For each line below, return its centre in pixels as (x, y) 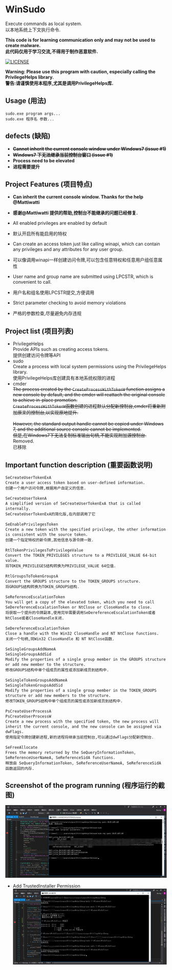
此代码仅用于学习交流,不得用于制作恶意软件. (52, 51)
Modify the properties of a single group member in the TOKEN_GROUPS (81, 690)
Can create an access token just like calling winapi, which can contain (86, 244)
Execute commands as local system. (44, 24)
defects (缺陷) (28, 136)
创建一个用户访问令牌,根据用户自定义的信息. (46, 488)
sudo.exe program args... (33, 114)
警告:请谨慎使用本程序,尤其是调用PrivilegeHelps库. (59, 83)
